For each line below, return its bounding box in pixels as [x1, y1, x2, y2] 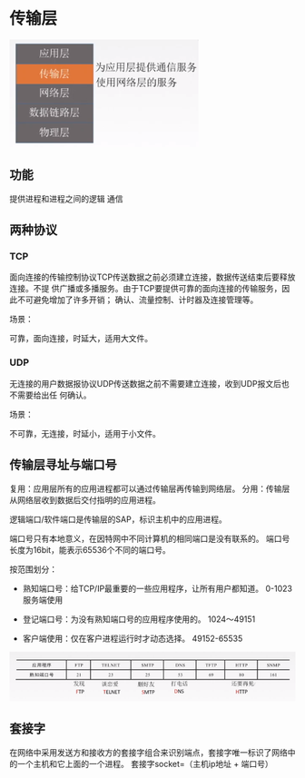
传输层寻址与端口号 [9, 458, 117, 473]
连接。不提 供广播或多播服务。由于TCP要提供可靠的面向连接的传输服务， [9, 283, 282, 294]
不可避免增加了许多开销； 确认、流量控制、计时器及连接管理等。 [16, 294, 259, 305]
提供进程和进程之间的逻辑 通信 [9, 192, 123, 204]
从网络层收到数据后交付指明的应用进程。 [9, 494, 161, 505]
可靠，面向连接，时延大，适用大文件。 [9, 333, 152, 344]
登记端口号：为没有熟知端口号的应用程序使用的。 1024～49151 [22, 614, 256, 625]
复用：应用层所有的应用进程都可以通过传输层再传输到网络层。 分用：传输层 [9, 483, 290, 494]
